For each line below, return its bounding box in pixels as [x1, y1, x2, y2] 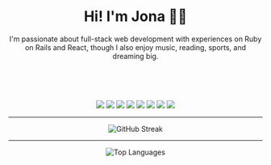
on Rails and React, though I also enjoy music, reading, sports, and [24, 42, 247, 52]
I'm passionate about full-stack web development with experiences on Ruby [9, 34, 262, 44]
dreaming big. [112, 51, 159, 61]
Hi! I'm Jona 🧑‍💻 [83, 7, 188, 26]
